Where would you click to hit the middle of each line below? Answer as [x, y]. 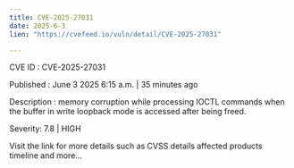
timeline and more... [46, 155]
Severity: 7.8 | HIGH [46, 129]
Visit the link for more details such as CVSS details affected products [136, 146]
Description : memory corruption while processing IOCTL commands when [147, 102]
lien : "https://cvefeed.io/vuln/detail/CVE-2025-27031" [115, 34]
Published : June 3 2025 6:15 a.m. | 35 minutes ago [104, 85]
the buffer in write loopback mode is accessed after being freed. [128, 112]
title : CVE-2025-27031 [51, 17]
